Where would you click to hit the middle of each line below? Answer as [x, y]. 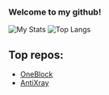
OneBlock [36, 74]
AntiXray [35, 83]
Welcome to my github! [55, 12]
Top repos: [36, 55]
